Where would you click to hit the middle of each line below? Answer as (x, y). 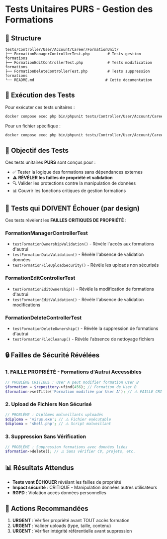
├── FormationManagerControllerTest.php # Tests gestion (73, 54)
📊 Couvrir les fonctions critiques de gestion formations (69, 191)
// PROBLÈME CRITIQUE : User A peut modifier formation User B (72, 382)
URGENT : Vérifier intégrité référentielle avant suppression (72, 531)
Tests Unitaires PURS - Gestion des (79, 9)
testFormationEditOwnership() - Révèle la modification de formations (83, 289)
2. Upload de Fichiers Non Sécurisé (48, 404)
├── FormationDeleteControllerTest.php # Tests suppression (78, 71)
